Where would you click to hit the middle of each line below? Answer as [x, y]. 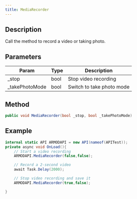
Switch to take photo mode [99, 87]
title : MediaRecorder [27, 10]
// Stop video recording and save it [52, 178]
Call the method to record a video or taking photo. [56, 41]
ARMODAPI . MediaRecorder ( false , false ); [53, 156]
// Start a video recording [42, 151]
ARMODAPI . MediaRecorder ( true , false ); [52, 183]
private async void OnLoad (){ [36, 147]
